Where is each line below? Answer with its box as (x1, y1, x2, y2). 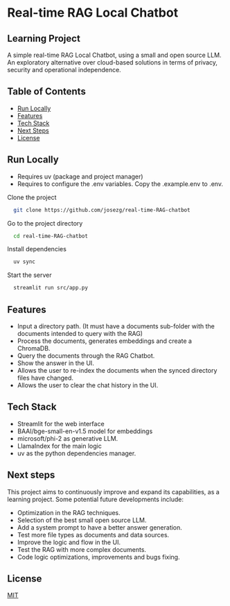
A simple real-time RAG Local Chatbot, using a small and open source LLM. (7, 51, 222, 59)
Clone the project (7, 193, 57, 201)
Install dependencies (7, 245, 67, 253)
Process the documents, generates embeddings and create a (17, 337, 193, 345)
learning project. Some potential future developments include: (7, 495, 184, 503)
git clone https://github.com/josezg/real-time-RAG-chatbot (13, 206, 191, 213)
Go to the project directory (7, 219, 83, 227)
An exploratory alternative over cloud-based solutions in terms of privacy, (7, 58, 218, 67)
